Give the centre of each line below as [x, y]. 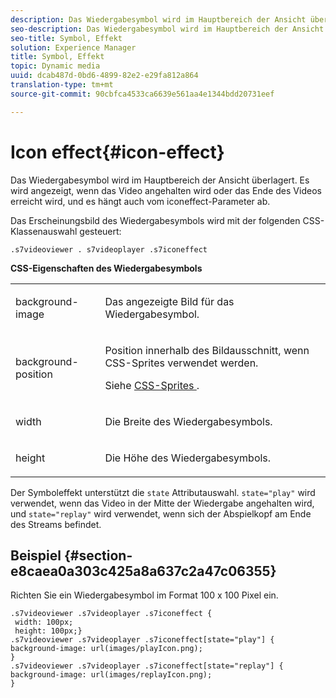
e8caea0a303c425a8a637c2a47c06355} [143, 571]
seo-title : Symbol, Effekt [66, 38]
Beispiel [36, 555]
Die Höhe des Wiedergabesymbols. [188, 458]
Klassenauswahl [44, 231]
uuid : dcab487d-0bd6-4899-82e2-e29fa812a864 [104, 76]
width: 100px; [44, 622]
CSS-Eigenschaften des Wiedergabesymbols [106, 268]
